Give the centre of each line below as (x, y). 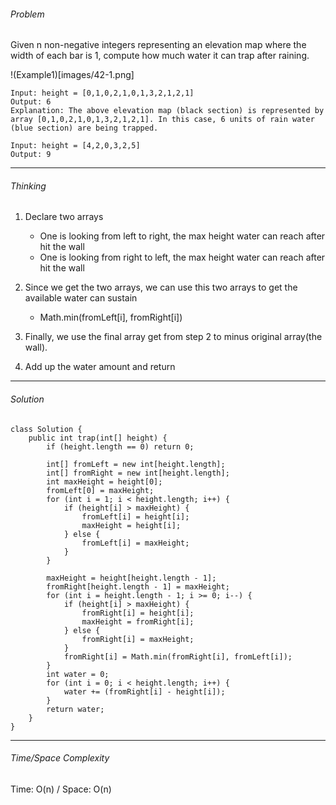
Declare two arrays (64, 217)
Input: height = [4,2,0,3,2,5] (75, 146)
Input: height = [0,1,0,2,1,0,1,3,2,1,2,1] (102, 93)
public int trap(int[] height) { (98, 438)
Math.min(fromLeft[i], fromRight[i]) (111, 317)
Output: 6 (31, 102)
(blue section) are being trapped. (84, 128)
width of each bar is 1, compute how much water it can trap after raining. (160, 56)
